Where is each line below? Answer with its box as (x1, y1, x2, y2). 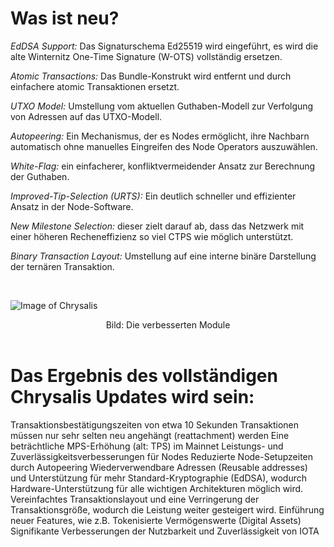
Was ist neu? (10, 7, 120, 30)
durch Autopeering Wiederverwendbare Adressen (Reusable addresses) (10, 461, 308, 473)
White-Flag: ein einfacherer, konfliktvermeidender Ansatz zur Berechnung (10, 160, 316, 172)
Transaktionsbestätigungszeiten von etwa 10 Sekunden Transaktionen (10, 418, 300, 431)
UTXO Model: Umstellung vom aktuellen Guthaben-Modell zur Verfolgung (10, 100, 314, 112)
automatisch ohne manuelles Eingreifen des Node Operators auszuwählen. (10, 140, 318, 152)
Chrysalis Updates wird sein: (10, 386, 255, 409)
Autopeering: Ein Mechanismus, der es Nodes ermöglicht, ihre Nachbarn (10, 130, 310, 142)
